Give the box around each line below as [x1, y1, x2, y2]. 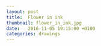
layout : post [6, 8, 39, 15]
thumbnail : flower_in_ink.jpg [6, 20, 82, 26]
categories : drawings [6, 31, 61, 37]
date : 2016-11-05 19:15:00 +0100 [6, 25, 96, 32]
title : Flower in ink [6, 14, 63, 20]
